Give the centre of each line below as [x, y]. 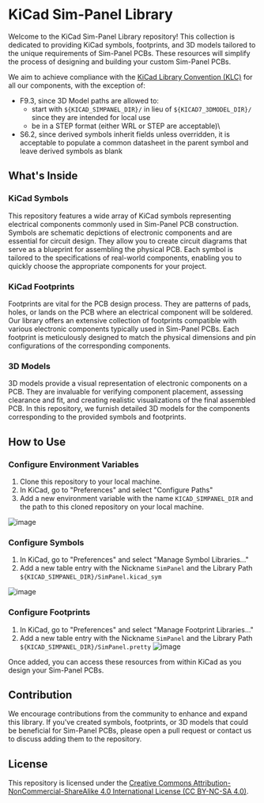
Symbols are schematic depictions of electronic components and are [120, 232]
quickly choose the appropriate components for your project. [107, 266]
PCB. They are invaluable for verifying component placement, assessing [126, 392]
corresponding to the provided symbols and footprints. [97, 417]
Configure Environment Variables [74, 464]
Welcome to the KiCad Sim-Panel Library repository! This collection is [122, 36]
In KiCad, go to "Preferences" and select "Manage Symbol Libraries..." [134, 560]
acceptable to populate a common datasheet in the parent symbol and [134, 142]
